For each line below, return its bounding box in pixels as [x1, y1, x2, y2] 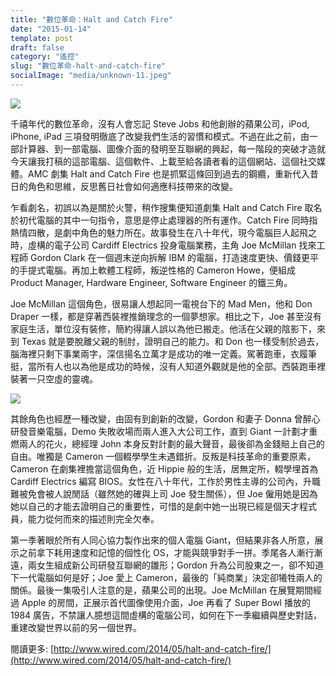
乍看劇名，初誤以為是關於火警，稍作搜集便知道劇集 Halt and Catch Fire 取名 [10, 201, 323, 213]
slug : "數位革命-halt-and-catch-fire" [10, 61, 167, 71]
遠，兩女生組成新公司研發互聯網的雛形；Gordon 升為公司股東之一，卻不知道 [10, 559, 325, 571]
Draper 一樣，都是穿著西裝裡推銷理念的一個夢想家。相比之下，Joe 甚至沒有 [10, 310, 322, 322]
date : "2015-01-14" [10, 24, 92, 34]
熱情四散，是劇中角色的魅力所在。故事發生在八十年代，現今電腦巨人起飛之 [10, 226, 317, 238]
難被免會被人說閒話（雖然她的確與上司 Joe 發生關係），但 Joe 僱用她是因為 [10, 487, 318, 500]
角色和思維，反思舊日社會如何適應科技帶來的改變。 [27, 180, 238, 192]
